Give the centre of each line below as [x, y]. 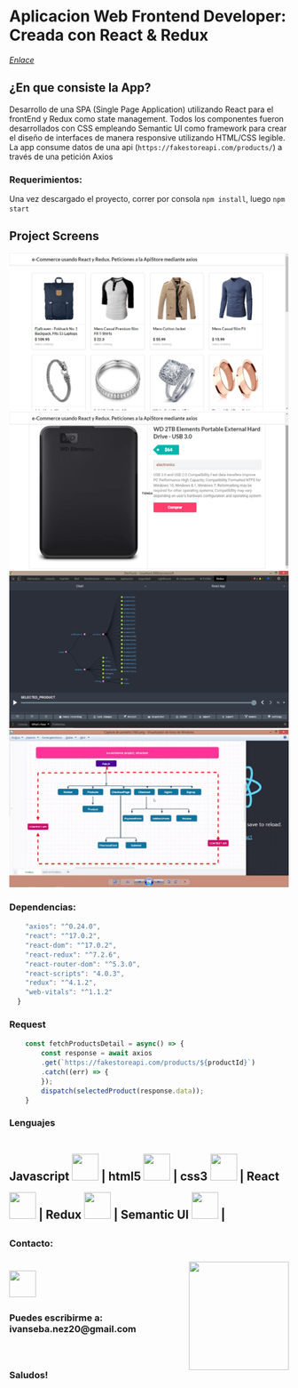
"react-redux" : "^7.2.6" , [73, 955]
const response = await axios [97, 1054]
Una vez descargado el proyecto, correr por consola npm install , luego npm [147, 199]
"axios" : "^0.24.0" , [63, 927]
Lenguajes [32, 1123]
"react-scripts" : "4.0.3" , [75, 974]
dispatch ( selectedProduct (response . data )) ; [122, 1091]
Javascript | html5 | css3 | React [144, 1176]
